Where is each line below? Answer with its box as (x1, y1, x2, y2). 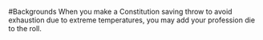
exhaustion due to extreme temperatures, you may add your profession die (8, 15, 255, 25)
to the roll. (8, 24, 42, 33)
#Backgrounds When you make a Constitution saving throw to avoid (8, 7, 233, 16)
